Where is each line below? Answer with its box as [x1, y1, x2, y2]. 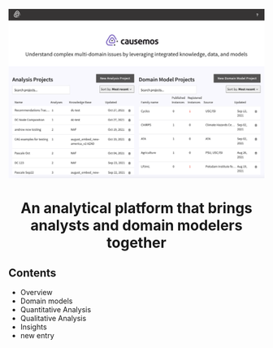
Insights [19, 322, 47, 332]
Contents [8, 266, 57, 280]
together [106, 233, 167, 252]
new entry [19, 331, 54, 341]
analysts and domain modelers [30, 216, 243, 235]
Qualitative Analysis [19, 314, 87, 324]
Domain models [19, 296, 73, 306]
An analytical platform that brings [20, 199, 253, 218]
